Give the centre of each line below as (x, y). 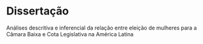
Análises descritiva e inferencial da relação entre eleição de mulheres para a (101, 28)
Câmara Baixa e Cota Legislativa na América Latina (70, 34)
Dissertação (38, 11)
